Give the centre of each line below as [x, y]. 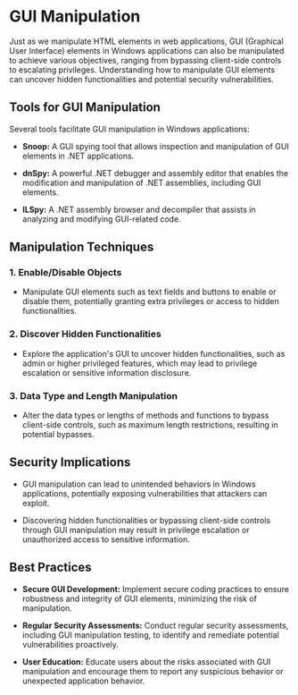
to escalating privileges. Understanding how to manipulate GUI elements [142, 70]
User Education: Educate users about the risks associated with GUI [146, 661]
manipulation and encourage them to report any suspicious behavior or [153, 671]
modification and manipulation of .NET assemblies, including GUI [141, 182]
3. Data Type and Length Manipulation [94, 395]
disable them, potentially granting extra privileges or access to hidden [150, 301]
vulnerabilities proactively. [70, 644]
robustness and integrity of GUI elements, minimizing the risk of [139, 598]
